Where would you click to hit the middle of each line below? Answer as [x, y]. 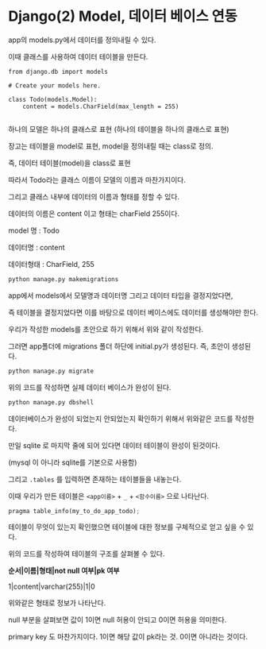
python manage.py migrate [51, 371]
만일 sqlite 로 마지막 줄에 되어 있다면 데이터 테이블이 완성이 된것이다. [114, 445]
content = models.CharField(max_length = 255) [101, 106]
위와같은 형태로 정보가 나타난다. [57, 603]
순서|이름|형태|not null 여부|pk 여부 [64, 571]
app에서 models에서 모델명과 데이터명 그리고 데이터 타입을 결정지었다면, [121, 296]
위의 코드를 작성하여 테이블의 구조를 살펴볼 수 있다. [87, 554]
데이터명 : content [37, 247]
